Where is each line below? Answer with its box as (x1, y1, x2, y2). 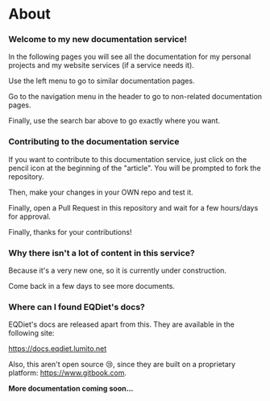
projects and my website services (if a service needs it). (8, 61, 195, 70)
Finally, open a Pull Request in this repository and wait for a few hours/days (8, 203, 259, 212)
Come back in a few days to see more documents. (8, 282, 176, 291)
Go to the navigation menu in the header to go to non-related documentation (8, 92, 263, 102)
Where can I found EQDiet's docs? (8, 302, 145, 312)
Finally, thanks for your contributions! (8, 227, 132, 236)
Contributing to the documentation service (8, 136, 180, 148)
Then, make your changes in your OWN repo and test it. (8, 187, 193, 197)
